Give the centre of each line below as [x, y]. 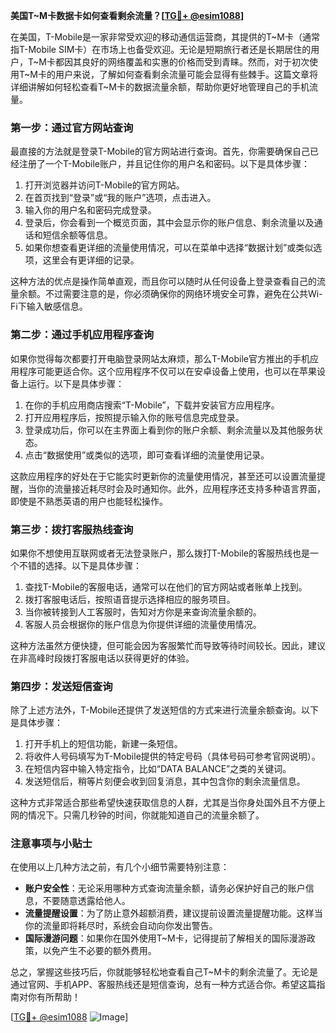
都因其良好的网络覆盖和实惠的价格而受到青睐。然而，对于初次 [182, 62]
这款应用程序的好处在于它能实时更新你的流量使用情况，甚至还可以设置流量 [163, 476]
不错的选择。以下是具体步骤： [80, 565]
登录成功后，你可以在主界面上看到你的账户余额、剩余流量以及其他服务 [169, 430]
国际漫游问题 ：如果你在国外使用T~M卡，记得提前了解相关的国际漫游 [165, 938]
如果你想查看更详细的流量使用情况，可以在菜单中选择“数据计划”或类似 [169, 248]
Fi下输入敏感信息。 [49, 306]
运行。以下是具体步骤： [76, 383]
